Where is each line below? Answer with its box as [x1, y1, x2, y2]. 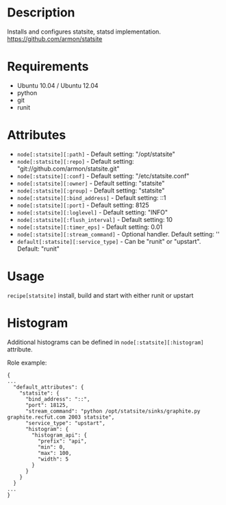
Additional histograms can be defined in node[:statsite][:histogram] [7, 338, 204, 346]
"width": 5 [37, 456, 69, 463]
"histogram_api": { [32, 432, 88, 439]
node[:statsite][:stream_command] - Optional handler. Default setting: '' [16, 230, 221, 238]
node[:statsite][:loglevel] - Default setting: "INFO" [16, 208, 168, 217]
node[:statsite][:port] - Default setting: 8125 [16, 201, 149, 209]
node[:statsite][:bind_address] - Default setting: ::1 [16, 193, 166, 201]
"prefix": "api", [37, 437, 88, 445]
